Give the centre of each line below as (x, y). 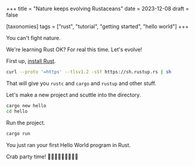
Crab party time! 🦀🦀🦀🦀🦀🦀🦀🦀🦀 (42, 156)
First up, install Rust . (31, 61)
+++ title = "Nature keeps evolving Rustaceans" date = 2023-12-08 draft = (97, 9)
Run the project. (26, 123)
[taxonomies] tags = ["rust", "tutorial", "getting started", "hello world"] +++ (97, 26)
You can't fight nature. (34, 38)
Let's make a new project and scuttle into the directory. (74, 95)
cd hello (17, 111)
